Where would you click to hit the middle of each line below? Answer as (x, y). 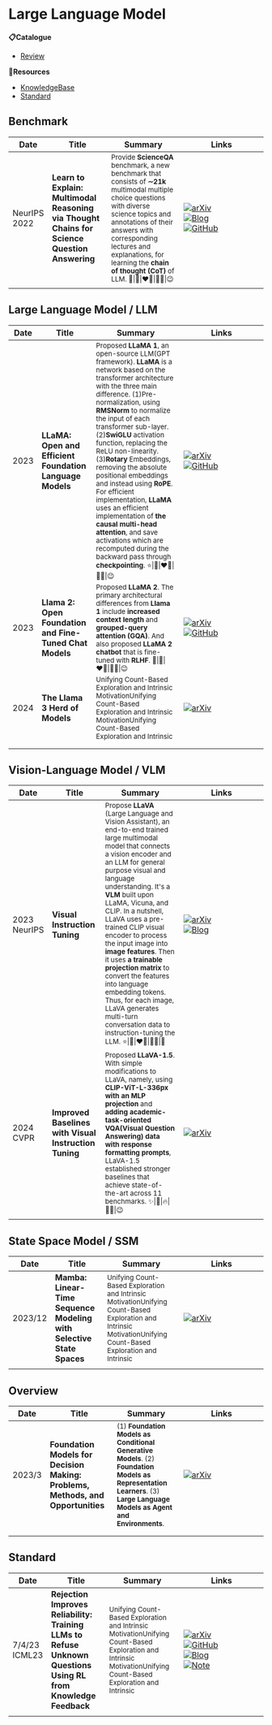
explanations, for (138, 254)
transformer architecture (135, 378)
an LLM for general (135, 862)
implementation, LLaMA (134, 499)
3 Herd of (60, 707)
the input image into (136, 944)
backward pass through (134, 556)
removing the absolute (132, 467)
